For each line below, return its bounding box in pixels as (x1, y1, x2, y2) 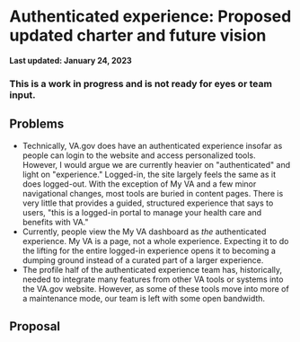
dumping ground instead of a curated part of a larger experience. (22, 254, 264, 266)
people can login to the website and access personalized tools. (22, 150, 256, 161)
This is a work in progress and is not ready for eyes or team (9, 77, 272, 90)
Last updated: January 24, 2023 (9, 55, 132, 66)
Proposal (9, 319, 61, 334)
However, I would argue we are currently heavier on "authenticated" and (22, 159, 291, 170)
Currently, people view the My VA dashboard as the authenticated (22, 226, 267, 237)
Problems (9, 117, 65, 132)
